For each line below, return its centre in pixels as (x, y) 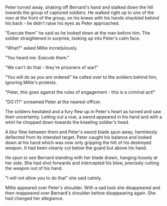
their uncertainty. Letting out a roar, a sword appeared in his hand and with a (84, 117)
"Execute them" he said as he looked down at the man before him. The (78, 33)
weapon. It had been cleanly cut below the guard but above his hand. (76, 148)
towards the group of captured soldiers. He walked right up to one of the (80, 13)
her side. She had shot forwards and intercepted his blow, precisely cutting (82, 163)
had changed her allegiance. (34, 198)
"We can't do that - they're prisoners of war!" (52, 67)
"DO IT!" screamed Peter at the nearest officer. (53, 102)
